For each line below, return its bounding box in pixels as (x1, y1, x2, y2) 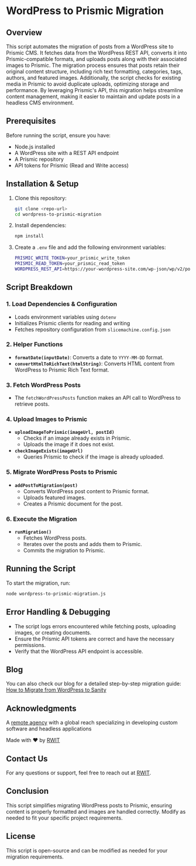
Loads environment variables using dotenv (14, 313, 116, 321)
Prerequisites (6, 116, 56, 126)
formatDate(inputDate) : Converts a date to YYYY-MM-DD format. (14, 353, 164, 360)
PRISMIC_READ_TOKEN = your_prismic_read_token (14, 261, 125, 267)
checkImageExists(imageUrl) (14, 448, 83, 454)
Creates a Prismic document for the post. (23, 500, 123, 507)
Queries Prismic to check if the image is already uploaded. (23, 453, 164, 460)
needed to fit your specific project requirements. (6, 814, 123, 821)
